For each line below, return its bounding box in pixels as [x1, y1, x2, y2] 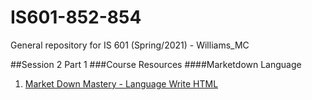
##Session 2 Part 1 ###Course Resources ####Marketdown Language [10, 58, 302, 70]
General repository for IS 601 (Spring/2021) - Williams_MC [10, 39, 250, 51]
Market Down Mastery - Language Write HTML [24, 77, 219, 90]
